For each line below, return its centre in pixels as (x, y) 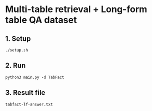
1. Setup (18, 39)
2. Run (16, 66)
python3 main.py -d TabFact (35, 77)
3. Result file (25, 93)
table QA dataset (41, 20)
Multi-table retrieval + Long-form (76, 9)
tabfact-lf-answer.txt (29, 104)
